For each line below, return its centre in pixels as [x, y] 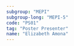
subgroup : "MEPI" [28, 12]
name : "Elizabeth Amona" [37, 34]
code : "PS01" [23, 23]
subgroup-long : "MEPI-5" [37, 17]
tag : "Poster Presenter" [37, 28]
